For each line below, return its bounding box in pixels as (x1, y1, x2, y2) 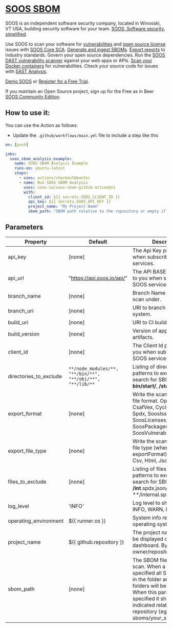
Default (89, 238, 107, 245)
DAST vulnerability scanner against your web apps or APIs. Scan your (5, 57, 153, 63)
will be (150, 582, 166, 589)
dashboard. (132, 542, 160, 549)
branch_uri (8, 307, 34, 314)
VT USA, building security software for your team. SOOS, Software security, (5, 25, 165, 31)
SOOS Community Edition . (5, 94, 61, 100)
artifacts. (132, 334, 154, 341)
